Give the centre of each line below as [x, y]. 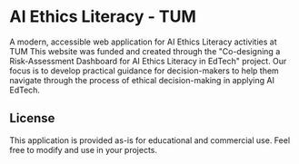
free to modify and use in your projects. [83, 150]
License [32, 118]
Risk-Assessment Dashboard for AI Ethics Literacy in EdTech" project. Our [148, 61]
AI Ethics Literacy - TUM [103, 17]
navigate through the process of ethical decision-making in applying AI [142, 80]
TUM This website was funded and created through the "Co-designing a [145, 51]
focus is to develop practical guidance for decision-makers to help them [144, 71]
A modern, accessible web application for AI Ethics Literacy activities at [143, 42]
